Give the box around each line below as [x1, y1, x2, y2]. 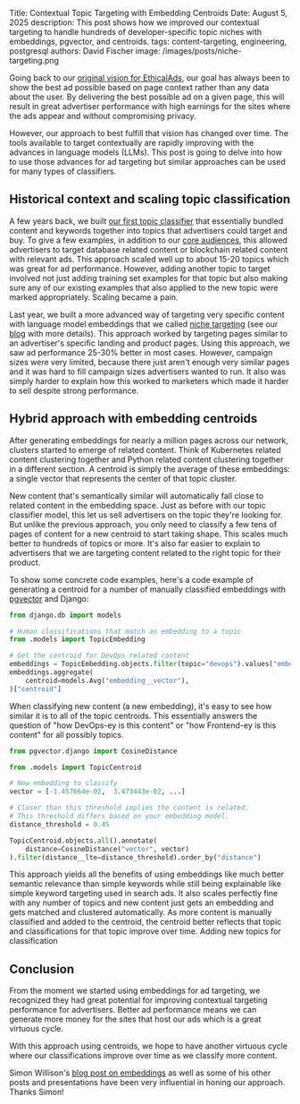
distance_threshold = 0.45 [9, 819, 110, 829]
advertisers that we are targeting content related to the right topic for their [9, 547, 281, 558]
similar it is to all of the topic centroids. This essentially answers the [9, 710, 258, 721]
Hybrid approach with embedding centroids [9, 411, 258, 426]
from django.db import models [9, 611, 122, 620]
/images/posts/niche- [162, 46, 242, 56]
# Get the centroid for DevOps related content [9, 651, 190, 661]
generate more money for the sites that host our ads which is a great [9, 1014, 262, 1024]
